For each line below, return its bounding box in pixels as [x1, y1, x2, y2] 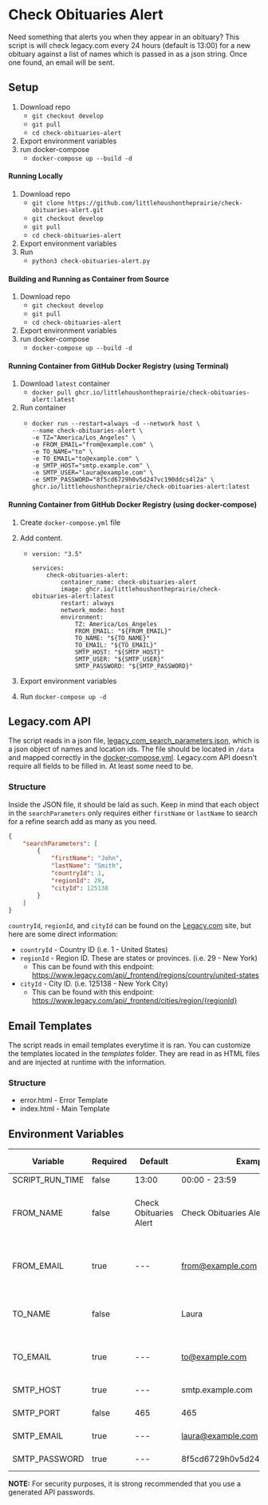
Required [91, 1156, 128, 1167]
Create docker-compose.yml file [19, 518, 121, 527]
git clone [31, 198, 65, 207]
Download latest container [19, 378, 110, 389]
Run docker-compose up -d [19, 691, 107, 701]
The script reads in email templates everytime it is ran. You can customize [8, 1040, 251, 1050]
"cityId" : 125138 [50, 884, 109, 892]
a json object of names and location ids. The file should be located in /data [8, 744, 254, 754]
